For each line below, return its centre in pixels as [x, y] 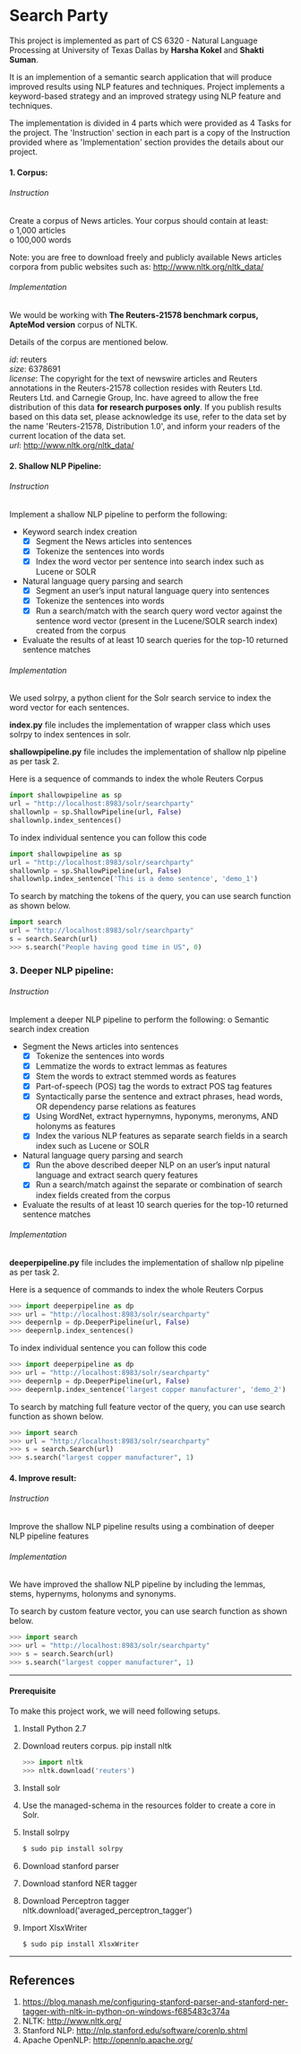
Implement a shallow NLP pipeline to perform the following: [118, 514]
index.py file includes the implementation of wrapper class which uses [140, 725]
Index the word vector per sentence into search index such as [150, 561]
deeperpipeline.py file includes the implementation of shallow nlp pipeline [146, 1262]
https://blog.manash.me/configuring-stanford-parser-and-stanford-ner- [155, 2002]
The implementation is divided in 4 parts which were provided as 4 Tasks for [150, 123]
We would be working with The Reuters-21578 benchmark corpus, [134, 314]
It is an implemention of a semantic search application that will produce [141, 76]
